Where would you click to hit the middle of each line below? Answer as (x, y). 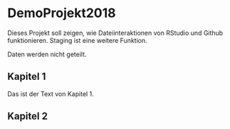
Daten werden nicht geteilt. (47, 54)
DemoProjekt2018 (62, 13)
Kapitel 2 (28, 117)
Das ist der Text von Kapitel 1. (51, 93)
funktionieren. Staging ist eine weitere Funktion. (77, 40)
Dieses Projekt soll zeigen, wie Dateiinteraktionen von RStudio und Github (115, 33)
